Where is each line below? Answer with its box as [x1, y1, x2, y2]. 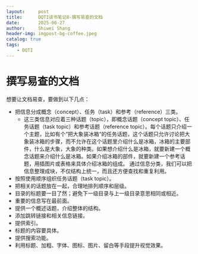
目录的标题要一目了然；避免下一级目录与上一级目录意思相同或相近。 [14, 189, 182, 196]
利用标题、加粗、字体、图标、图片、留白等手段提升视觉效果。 [14, 242, 166, 249]
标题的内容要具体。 [14, 227, 62, 234]
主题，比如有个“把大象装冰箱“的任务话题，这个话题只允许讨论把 [29, 130, 185, 137]
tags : [6, 42, 20, 48]
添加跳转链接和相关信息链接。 [14, 212, 88, 219]
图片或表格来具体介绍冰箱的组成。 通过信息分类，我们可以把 [44, 160, 192, 167]
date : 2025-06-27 [6, 20, 65, 26]
